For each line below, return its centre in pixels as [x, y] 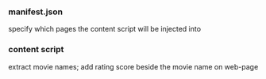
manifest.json [36, 12]
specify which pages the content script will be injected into [104, 29]
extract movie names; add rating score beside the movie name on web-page [133, 66]
